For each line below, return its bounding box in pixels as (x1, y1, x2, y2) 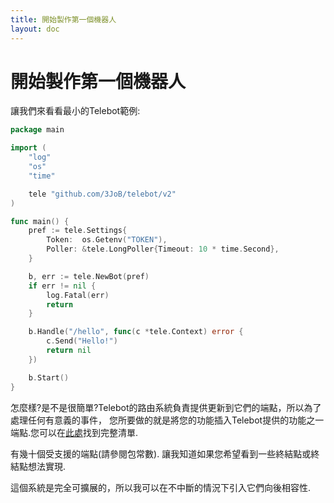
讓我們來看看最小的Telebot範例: (10, 105, 141, 117)
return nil (46, 346, 92, 356)
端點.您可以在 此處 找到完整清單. (10, 426, 139, 438)
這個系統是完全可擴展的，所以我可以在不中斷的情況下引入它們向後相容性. (10, 481, 312, 493)
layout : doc (10, 24, 60, 34)
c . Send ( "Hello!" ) (46, 336, 118, 346)
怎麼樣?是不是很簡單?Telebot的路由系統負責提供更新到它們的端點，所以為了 (10, 401, 322, 413)
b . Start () (28, 372, 70, 383)
